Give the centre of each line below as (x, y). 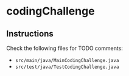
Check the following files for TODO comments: (65, 48)
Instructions (30, 34)
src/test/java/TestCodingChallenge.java (67, 67)
